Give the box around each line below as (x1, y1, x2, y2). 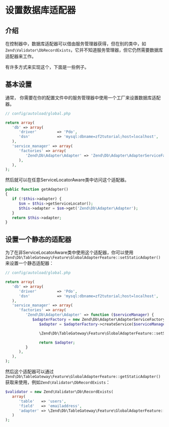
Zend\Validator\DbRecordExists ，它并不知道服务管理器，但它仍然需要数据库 (5, 47, 163, 53)
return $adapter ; (39, 340, 75, 345)
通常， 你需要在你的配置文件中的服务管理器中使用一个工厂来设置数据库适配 (5, 94, 161, 101)
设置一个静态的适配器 (5, 235, 71, 244)
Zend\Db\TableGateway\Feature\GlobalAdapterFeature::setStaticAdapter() (5, 255, 161, 260)
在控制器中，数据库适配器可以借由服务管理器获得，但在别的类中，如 (5, 41, 146, 46)
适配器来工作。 (5, 54, 36, 59)
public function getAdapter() (5, 187, 69, 192)
